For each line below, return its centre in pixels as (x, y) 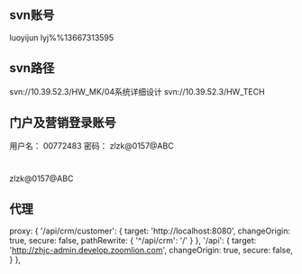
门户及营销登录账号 (63, 123)
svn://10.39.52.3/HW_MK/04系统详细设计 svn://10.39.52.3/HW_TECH (137, 91)
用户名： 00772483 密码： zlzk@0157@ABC (92, 146)
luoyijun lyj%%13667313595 (62, 37)
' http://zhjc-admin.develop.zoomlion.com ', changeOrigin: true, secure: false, (151, 251)
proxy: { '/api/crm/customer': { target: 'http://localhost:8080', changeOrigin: (150, 231)
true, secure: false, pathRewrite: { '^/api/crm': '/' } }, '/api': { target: (133, 241)
